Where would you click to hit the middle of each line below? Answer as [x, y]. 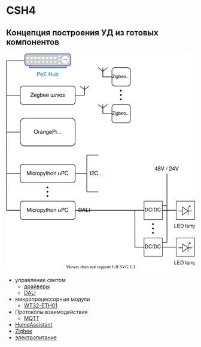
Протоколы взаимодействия [51, 312]
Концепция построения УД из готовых [82, 33]
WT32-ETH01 [41, 305]
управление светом [40, 280]
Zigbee [24, 331]
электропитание [36, 337]
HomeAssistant [33, 324]
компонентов [33, 42]
